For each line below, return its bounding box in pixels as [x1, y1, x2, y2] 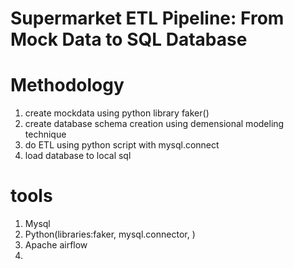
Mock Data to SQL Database [10, 28, 248, 51]
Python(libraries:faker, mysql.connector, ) [24, 228, 196, 241]
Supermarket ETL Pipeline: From [10, 7, 285, 30]
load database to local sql [24, 150, 132, 162]
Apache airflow [24, 239, 88, 251]
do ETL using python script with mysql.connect [24, 139, 220, 151]
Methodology [10, 74, 125, 97]
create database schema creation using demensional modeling [24, 118, 285, 130]
